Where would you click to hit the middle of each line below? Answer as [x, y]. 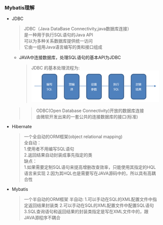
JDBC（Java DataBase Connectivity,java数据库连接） [78, 29]
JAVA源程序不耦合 [42, 218]
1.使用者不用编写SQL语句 [49, 149]
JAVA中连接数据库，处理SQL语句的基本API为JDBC [70, 58]
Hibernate [22, 127]
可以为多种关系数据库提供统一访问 [58, 41]
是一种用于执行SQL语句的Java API [58, 35]
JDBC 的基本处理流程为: [55, 68]
